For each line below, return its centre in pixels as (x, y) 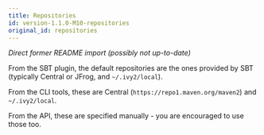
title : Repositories (43, 15)
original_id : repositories (53, 30)
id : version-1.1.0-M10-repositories (69, 23)
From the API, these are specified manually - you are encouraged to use (126, 116)
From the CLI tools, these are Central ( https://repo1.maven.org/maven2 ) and (132, 92)
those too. (25, 125)
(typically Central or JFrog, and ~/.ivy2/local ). (85, 77)
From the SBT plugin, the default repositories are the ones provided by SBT (131, 68)
